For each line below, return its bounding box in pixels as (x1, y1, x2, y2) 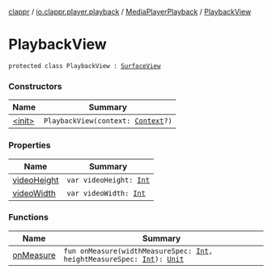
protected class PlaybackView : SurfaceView (8, 62, 161, 70)
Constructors (8, 80, 62, 92)
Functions (8, 212, 49, 223)
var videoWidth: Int (66, 188, 146, 198)
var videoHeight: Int (66, 175, 150, 185)
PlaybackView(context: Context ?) (43, 117, 172, 126)
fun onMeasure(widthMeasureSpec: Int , (63, 246, 213, 255)
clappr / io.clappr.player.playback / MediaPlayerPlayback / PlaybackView (8, 7, 252, 16)
